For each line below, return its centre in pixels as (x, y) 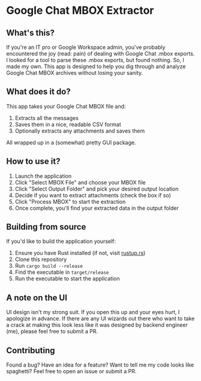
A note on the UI (37, 298)
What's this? (31, 33)
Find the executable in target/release (62, 272)
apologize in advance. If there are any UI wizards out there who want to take (100, 319)
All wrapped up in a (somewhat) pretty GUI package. (71, 142)
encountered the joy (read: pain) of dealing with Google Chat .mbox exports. (100, 54)
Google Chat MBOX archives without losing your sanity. (75, 73)
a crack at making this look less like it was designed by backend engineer (97, 325)
